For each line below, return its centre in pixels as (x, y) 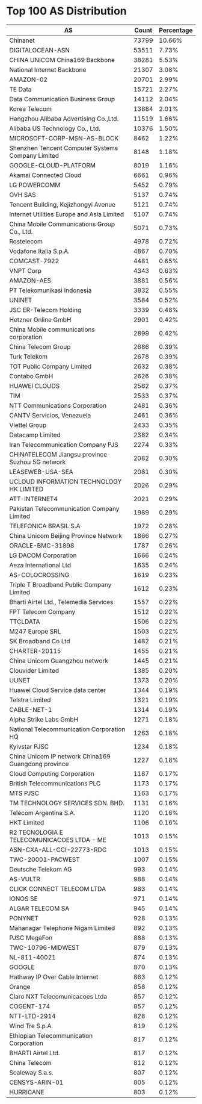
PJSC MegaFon (31, 938)
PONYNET (24, 918)
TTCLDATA (25, 622)
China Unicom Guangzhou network (59, 661)
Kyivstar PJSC (29, 746)
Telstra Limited (30, 700)
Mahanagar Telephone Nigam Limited (62, 928)
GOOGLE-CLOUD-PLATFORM (53, 165)
